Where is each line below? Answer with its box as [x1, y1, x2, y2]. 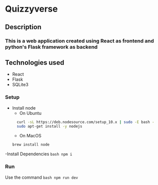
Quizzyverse [5, 3, 58, 15]
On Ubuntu [19, 110, 41, 116]
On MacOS [19, 133, 41, 139]
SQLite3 [12, 82, 29, 88]
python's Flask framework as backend [5, 43, 98, 50]
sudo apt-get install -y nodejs [17, 124, 82, 129]
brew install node [12, 142, 50, 147]
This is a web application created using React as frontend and [5, 37, 154, 44]
